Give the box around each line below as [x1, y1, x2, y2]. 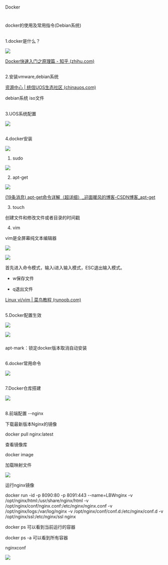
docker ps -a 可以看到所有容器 [5, 534, 68, 540]
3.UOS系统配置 [5, 110, 37, 117]
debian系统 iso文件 [5, 95, 44, 101]
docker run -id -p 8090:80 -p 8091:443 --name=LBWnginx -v [5, 492, 133, 498]
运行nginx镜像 [5, 482, 35, 488]
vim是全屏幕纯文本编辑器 [5, 235, 57, 241]
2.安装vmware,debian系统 [5, 74, 59, 80]
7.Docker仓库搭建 [5, 385, 41, 391]
